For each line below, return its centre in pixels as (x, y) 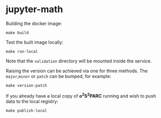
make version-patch (26, 85)
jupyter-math (34, 9)
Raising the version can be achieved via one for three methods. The (77, 71)
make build (17, 33)
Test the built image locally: (35, 42)
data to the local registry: (32, 101)
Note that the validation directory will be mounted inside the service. (79, 61)
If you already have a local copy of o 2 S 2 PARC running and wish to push (81, 95)
